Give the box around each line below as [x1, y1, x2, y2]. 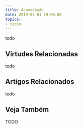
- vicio [5, 21, 22, 27]
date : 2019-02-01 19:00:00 [5, 12, 62, 17]
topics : [5, 17, 22, 22]
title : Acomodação [5, 7, 44, 13]
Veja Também [5, 105, 49, 114]
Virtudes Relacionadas [5, 50, 78, 58]
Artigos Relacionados [5, 77, 74, 86]
